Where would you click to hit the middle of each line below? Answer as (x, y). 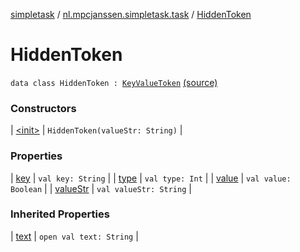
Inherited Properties (60, 214)
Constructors (43, 108)
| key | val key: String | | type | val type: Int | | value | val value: (151, 178)
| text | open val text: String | (74, 236)
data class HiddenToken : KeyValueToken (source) (114, 82)
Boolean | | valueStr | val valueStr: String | (101, 188)
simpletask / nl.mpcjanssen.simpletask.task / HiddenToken (131, 14)
